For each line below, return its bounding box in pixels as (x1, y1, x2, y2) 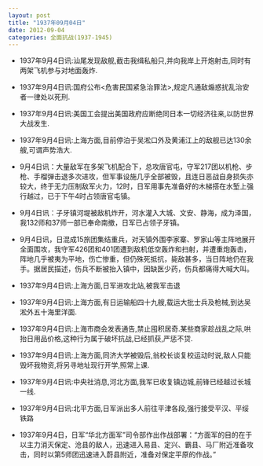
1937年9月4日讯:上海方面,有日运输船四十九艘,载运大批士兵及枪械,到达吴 (19, 298, 251, 307)
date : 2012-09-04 (8, 26, 65, 34)
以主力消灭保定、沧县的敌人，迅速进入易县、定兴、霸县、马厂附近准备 (19, 440, 247, 449)
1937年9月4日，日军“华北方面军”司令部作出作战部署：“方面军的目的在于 (19, 430, 253, 440)
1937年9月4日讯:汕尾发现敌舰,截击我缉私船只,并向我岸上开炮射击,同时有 (19, 56, 251, 65)
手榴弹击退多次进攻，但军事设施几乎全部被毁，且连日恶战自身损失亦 (33, 172, 254, 182)
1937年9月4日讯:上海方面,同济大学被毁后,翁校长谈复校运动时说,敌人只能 (19, 350, 251, 360)
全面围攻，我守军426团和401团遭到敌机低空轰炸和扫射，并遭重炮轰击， (19, 244, 251, 254)
